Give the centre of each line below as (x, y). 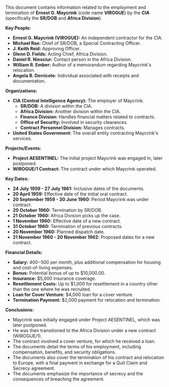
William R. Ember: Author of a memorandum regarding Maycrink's (82, 65)
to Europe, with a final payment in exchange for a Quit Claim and (80, 363)
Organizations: (21, 91)
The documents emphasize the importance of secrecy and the (78, 374)
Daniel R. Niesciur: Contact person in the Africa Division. (72, 59)
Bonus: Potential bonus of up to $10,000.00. (59, 273)
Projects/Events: (23, 148)
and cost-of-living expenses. (43, 268)
